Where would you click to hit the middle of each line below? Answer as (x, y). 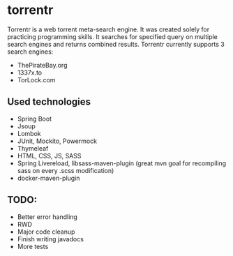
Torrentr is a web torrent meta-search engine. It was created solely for (108, 29)
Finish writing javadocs (50, 239)
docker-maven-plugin (48, 178)
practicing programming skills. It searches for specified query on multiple (113, 36)
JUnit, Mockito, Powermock (57, 141)
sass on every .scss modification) (66, 170)
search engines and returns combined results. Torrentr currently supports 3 (116, 44)
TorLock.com (36, 80)
